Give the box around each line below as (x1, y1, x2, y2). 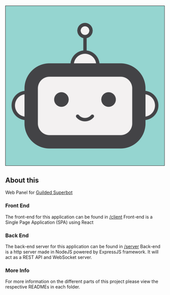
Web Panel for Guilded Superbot (5, 189, 73, 196)
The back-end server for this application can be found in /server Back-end (5, 243, 161, 249)
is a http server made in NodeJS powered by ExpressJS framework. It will (5, 249, 159, 255)
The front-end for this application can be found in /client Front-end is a (5, 214, 153, 220)
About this (5, 176, 39, 185)
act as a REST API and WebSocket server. (5, 254, 93, 260)
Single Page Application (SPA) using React (5, 219, 94, 225)
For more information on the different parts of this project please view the (5, 278, 158, 285)
